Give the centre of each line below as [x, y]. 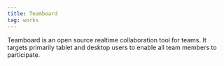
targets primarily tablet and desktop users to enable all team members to [112, 47]
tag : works [23, 20]
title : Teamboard [33, 14]
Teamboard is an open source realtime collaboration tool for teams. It [107, 40]
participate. [24, 55]
